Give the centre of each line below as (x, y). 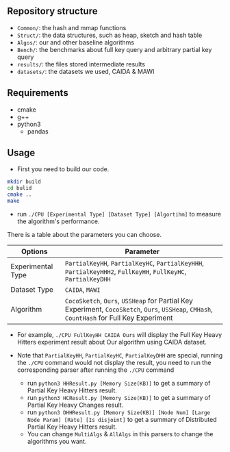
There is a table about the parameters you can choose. (85, 234)
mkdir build (24, 182)
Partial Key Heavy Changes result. (75, 405)
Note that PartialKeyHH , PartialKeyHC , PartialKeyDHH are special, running (120, 355)
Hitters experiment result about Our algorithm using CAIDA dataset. (112, 342)
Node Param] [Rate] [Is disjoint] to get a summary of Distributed (122, 419)
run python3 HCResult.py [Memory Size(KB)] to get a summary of (119, 397)
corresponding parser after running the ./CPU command (95, 370)
